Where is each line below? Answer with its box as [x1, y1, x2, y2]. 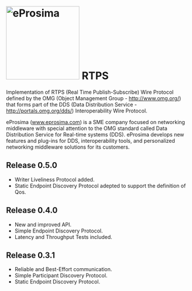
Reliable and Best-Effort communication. [14, 266, 112, 273]
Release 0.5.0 [6, 160, 57, 170]
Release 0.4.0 [6, 206, 58, 215]
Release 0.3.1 [6, 250, 56, 260]
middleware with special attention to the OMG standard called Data [6, 125, 168, 132]
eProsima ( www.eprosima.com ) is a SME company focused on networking [6, 118, 186, 125]
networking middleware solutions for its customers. [6, 143, 130, 150]
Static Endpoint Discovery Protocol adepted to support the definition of [14, 182, 186, 189]
